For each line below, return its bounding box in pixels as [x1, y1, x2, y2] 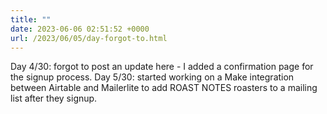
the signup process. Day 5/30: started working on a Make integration [10, 71, 295, 83]
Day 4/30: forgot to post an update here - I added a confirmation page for [10, 61, 314, 73]
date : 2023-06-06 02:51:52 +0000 [10, 24, 150, 34]
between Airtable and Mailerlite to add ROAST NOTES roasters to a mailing [10, 82, 318, 94]
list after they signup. [10, 92, 98, 105]
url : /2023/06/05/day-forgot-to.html [10, 33, 168, 43]
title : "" [10, 14, 52, 25]
